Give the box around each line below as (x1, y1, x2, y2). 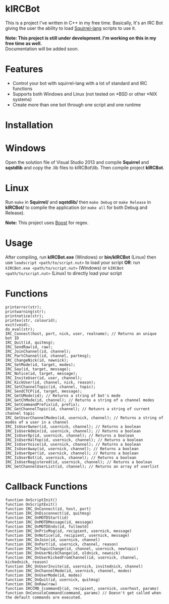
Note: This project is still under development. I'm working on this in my (5, 35, 156, 41)
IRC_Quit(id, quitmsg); (5, 340, 55, 345)
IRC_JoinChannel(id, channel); (5, 349, 71, 354)
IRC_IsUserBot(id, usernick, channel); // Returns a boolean (5, 455, 137, 460)
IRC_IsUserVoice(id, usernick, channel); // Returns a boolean (5, 442, 141, 447)
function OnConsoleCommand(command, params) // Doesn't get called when (5, 590, 161, 595)
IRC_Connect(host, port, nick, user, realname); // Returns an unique (5, 331, 157, 336)
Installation (5, 119, 53, 131)
